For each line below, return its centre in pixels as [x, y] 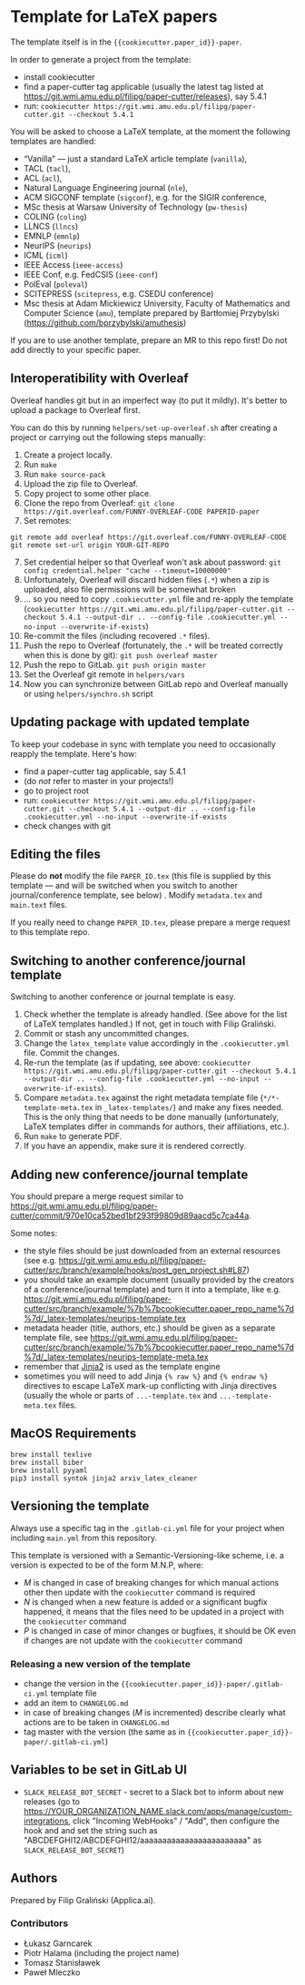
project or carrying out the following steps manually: [108, 437]
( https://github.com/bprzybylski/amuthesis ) [105, 322]
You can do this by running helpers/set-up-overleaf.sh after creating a [144, 427]
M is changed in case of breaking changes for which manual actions [151, 1582]
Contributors [39, 1923]
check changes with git [67, 825]
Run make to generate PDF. [73, 1136]
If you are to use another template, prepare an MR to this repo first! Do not [149, 340]
